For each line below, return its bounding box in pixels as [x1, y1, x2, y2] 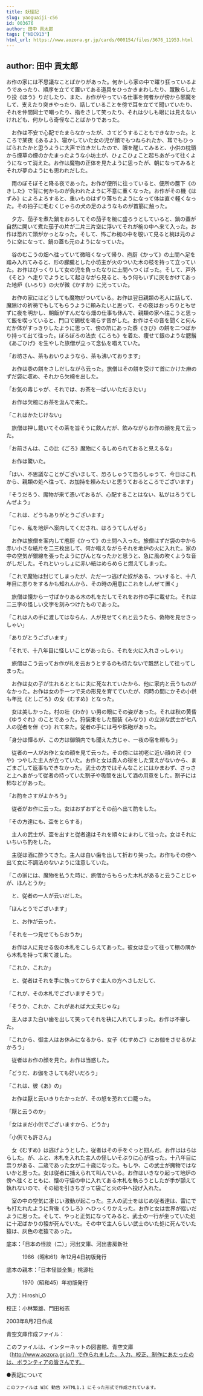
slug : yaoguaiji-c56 [6, 15, 59, 21]
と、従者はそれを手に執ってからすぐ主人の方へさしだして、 [11, 976, 159, 984]
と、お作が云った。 [11, 918, 59, 925]
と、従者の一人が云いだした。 [11, 892, 86, 899]
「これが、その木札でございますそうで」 [6, 990, 107, 997]
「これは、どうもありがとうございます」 [6, 511, 107, 518]
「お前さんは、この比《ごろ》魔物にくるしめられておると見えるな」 [6, 445, 175, 452]
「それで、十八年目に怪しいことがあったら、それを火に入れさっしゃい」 [6, 646, 186, 654]
